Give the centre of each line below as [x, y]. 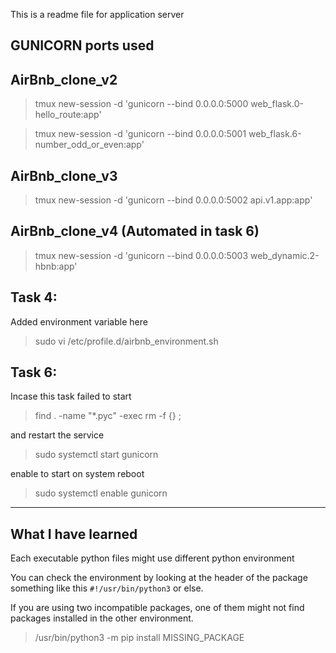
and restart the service [57, 435]
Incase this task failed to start [71, 396]
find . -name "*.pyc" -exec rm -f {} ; [108, 416]
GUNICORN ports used [82, 45]
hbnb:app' [56, 266]
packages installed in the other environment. [102, 618]
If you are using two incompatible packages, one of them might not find [157, 608]
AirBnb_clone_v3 [64, 175]
